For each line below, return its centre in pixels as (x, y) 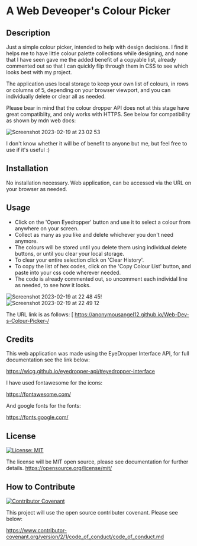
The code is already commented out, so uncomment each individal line (101, 279)
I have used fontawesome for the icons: (54, 383)
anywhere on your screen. (46, 228)
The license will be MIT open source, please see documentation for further (97, 462)
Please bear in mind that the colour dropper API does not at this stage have (98, 108)
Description (28, 33)
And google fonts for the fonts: (43, 406)
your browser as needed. (37, 189)
